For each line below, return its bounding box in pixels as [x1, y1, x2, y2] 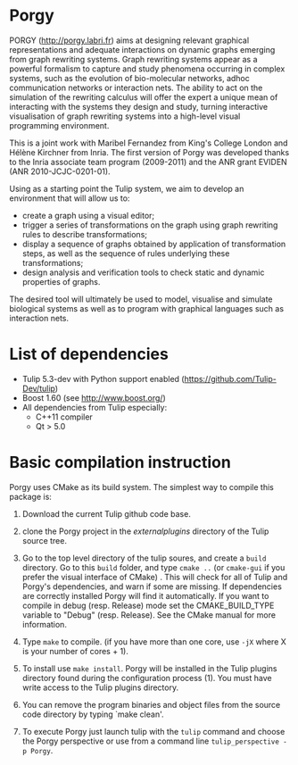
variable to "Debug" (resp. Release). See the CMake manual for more [21, 609, 277, 620]
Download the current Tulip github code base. [21, 508, 192, 519]
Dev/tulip [21, 383, 55, 394]
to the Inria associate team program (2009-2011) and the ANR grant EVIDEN [9, 156, 287, 167]
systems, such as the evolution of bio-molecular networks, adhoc [9, 72, 250, 83]
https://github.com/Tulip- [184, 373, 277, 384]
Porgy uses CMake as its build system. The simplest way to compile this [9, 481, 274, 492]
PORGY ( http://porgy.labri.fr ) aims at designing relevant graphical [9, 35, 250, 46]
